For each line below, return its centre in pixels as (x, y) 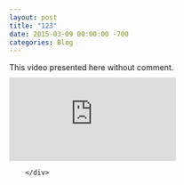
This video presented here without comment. (92, 68)
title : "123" (33, 26)
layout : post (33, 17)
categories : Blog (41, 42)
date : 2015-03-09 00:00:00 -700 (69, 34)
